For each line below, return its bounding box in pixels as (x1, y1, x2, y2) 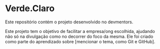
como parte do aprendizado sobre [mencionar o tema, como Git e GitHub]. (5, 38, 156, 44)
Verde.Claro (5, 3, 55, 14)
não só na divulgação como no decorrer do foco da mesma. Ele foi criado (5, 33, 153, 39)
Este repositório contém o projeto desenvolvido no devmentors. (5, 19, 134, 25)
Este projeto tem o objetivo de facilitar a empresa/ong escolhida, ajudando (5, 28, 155, 34)
